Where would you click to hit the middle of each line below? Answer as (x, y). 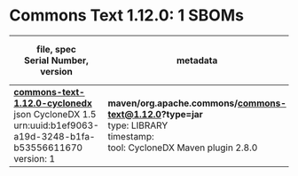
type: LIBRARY (138, 125)
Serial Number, (56, 60)
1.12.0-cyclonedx (53, 103)
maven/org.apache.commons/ (173, 103)
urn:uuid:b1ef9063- (56, 125)
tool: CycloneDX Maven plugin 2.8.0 (183, 148)
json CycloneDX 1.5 (55, 114)
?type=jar (182, 114)
